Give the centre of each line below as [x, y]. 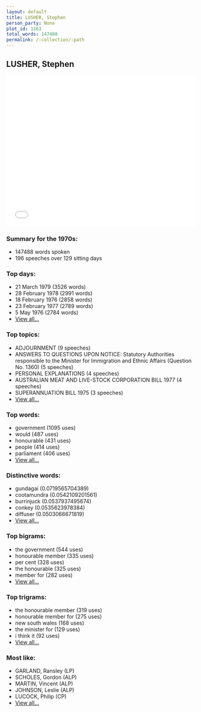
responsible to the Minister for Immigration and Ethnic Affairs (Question [103, 361]
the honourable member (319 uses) [58, 610]
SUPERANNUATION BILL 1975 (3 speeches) [69, 392]
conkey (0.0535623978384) [50, 508]
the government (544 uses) [49, 549]
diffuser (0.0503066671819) [50, 514]
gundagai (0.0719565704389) [52, 488]
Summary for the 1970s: [42, 239]
